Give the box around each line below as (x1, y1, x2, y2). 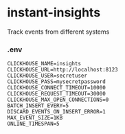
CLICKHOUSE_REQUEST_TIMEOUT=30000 (7, 91, 106, 98)
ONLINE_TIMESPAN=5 (7, 120, 60, 128)
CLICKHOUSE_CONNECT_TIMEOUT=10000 (7, 85, 106, 91)
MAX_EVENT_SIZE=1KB (7, 115, 63, 122)
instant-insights (7, 5, 101, 21)
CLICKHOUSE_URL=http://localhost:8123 (7, 67, 118, 74)
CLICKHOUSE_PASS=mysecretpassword (7, 78, 106, 85)
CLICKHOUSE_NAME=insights (7, 60, 81, 67)
